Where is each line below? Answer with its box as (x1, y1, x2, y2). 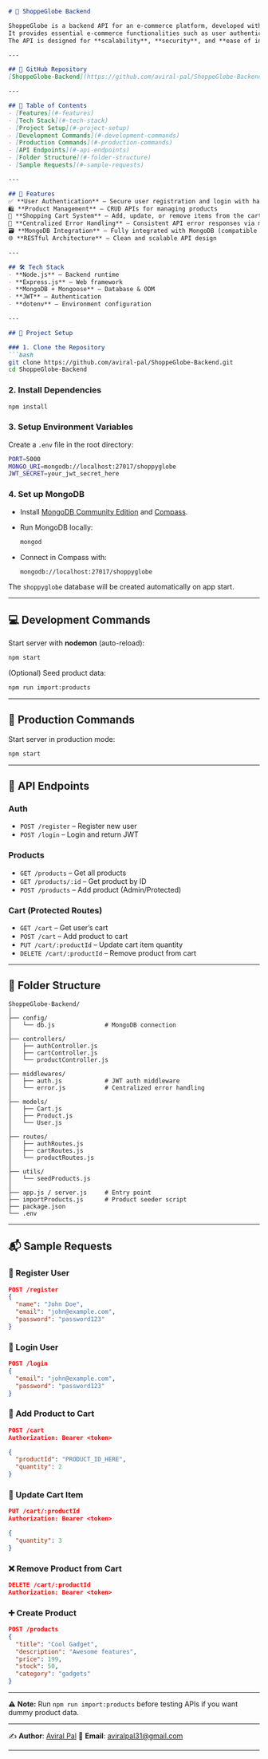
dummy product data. (8, 1708, 80, 1718)
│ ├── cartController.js (8, 1049, 98, 1057)
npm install (8, 403, 48, 411)
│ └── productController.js (8, 1055, 109, 1064)
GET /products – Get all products (19, 868, 127, 878)
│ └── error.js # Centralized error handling (8, 1083, 205, 1092)
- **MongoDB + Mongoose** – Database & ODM (8, 286, 156, 294)
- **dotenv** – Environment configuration (8, 300, 152, 309)
